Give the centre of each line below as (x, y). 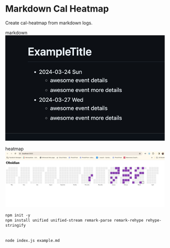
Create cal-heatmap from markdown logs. (49, 23)
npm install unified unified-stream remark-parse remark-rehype (74, 220)
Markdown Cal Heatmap (57, 9)
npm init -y (18, 215)
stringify (16, 225)
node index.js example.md (32, 240)
